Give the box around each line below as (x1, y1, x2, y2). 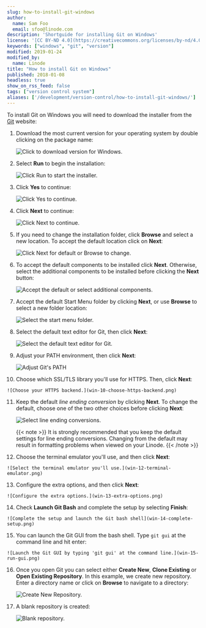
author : (7, 15, 27, 21)
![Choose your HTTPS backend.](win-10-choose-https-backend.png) (7, 387, 177, 394)
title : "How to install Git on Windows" (7, 65, 112, 72)
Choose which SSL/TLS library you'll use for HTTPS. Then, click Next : (15, 375, 193, 383)
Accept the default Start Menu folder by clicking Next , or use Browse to (15, 297, 197, 305)
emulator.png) (7, 470, 43, 476)
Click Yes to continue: (15, 183, 72, 190)
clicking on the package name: (15, 136, 94, 143)
